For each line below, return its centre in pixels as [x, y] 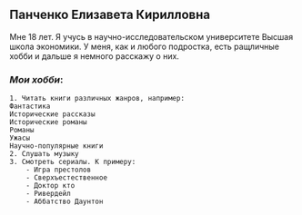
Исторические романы [49, 122]
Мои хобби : [36, 79]
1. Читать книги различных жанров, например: [97, 99]
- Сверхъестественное [66, 178]
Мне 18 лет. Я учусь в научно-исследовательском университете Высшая [151, 36]
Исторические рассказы [52, 114]
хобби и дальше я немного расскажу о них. [95, 56]
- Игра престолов [59, 170]
